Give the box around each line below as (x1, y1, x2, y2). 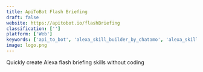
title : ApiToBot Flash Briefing (6, 8, 88, 15)
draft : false (6, 14, 39, 20)
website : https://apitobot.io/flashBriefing (6, 20, 120, 26)
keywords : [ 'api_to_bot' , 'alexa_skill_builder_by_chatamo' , (6, 37, 164, 43)
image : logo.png (6, 43, 47, 49)
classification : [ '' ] (6, 25, 61, 32)
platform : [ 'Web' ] (6, 31, 53, 37)
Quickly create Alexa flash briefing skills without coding (6, 58, 145, 66)
